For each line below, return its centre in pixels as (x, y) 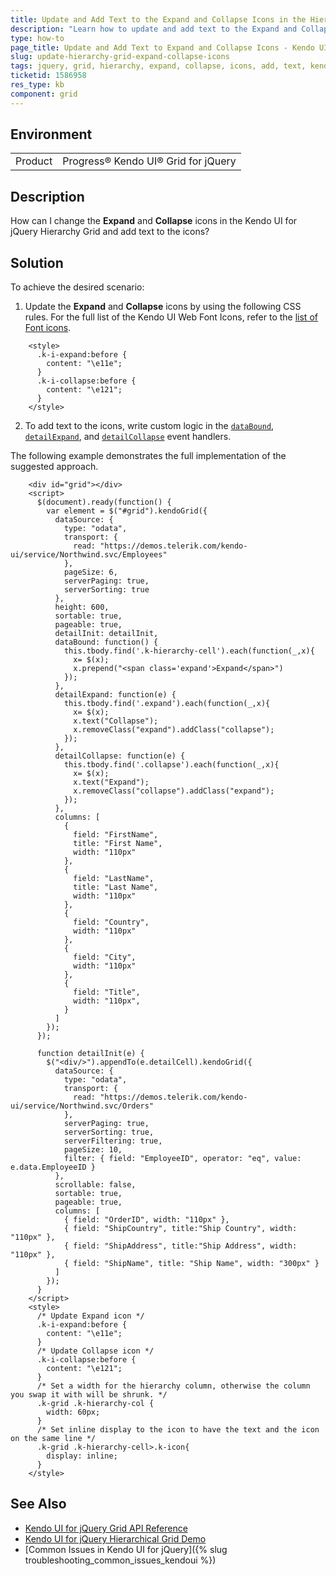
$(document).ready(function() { (104, 502)
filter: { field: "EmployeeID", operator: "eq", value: (182, 1159)
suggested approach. (54, 467)
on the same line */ (53, 1439)
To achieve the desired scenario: (77, 287)
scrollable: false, (95, 1185)
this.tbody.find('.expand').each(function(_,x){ (167, 704)
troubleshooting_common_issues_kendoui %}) (120, 1560)
